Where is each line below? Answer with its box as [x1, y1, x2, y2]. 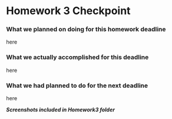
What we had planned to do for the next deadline [6, 81, 148, 90]
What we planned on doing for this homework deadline [6, 25, 166, 34]
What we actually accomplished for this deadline [6, 53, 149, 61]
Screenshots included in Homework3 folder [6, 106, 115, 113]
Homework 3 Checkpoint [6, 4, 131, 18]
